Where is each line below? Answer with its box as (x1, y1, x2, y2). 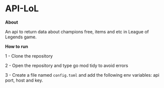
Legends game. (5, 34, 37, 40)
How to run (5, 43, 29, 49)
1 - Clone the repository (5, 53, 53, 59)
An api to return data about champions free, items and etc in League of (5, 29, 149, 34)
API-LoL (5, 3, 39, 14)
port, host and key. (5, 77, 43, 83)
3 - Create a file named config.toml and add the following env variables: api (5, 72, 160, 78)
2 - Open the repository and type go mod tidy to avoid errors (5, 62, 129, 68)
